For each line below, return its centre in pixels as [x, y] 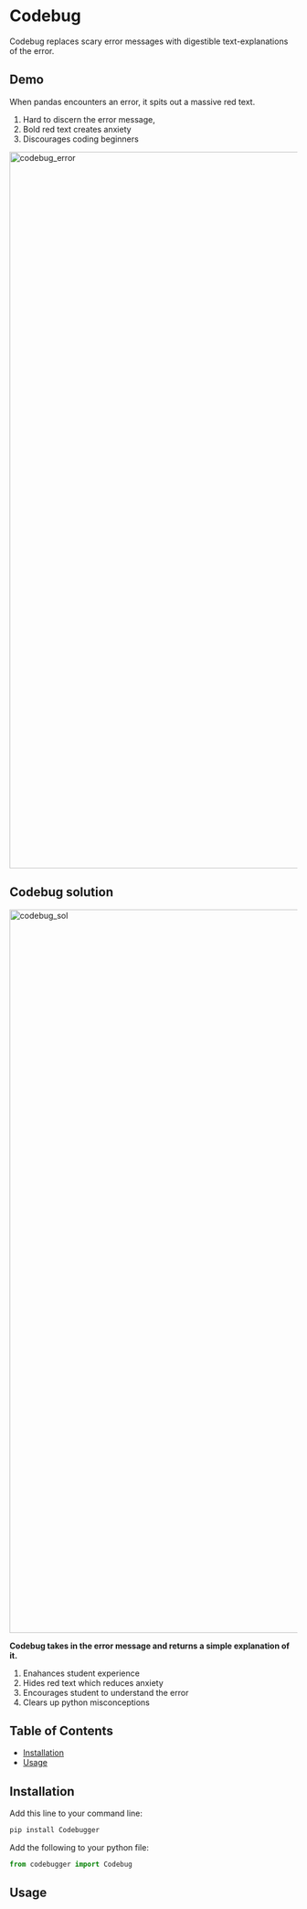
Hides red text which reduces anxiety [93, 1682]
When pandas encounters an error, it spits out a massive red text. [132, 101]
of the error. [32, 50]
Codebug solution [62, 892]
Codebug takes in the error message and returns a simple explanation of [150, 1646]
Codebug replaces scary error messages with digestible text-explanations [149, 41]
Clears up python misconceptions [86, 1702]
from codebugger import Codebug [71, 1865]
